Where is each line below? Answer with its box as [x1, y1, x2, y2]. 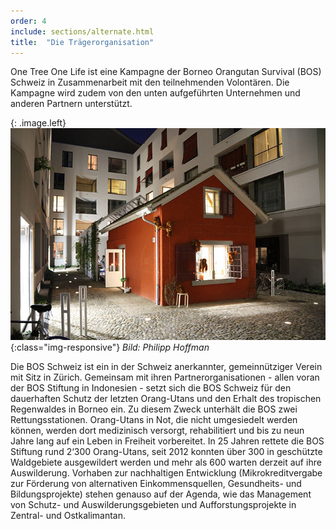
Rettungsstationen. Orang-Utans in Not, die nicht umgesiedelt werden [10, 414, 298, 426]
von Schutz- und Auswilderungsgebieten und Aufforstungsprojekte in [10, 499, 297, 511]
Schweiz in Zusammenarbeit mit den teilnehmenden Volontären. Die [10, 76, 290, 89]
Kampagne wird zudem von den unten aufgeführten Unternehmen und [10, 87, 301, 99]
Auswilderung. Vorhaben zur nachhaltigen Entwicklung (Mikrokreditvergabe [10, 467, 323, 479]
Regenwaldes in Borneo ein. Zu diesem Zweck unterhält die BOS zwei [10, 403, 298, 415]
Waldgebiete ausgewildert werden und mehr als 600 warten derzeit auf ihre [10, 456, 322, 469]
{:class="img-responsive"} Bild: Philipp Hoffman [10, 341, 210, 354]
